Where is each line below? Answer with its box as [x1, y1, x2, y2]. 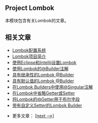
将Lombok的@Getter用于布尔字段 [12, 96, 80, 102]
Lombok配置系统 [12, 47, 47, 53]
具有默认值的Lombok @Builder [12, 78, 74, 84]
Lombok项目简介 [12, 53, 47, 59]
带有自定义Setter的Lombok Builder [12, 102, 82, 108]
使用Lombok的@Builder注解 [12, 66, 69, 72]
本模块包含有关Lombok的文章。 [5, 17, 69, 24]
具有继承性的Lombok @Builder [12, 72, 74, 77]
